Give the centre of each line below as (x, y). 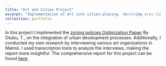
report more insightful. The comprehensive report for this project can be (79, 53)
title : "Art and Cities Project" (40, 10)
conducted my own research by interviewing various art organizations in (79, 43)
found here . (17, 59)
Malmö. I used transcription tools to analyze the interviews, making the (77, 48)
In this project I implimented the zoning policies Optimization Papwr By (77, 33)
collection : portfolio (28, 19)
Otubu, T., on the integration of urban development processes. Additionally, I (83, 38)
